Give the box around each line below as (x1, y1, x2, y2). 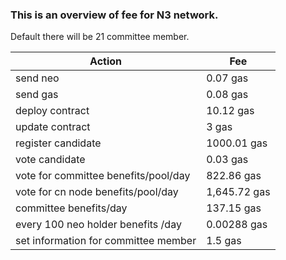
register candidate (15, 136, 102, 150)
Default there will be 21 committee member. (10, 31, 190, 43)
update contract (15, 120, 91, 134)
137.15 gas (206, 201, 262, 215)
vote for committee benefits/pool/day (15, 169, 191, 183)
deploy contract (15, 104, 90, 118)
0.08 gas (206, 88, 249, 102)
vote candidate (15, 153, 86, 167)
